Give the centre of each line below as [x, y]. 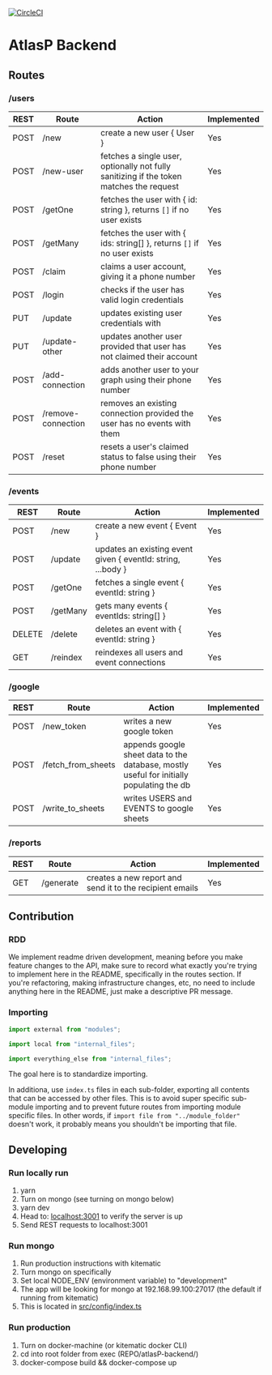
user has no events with [146, 423]
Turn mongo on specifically [66, 1272]
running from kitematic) [59, 1298]
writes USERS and [158, 798]
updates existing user [142, 313]
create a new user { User [148, 132]
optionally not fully [136, 166]
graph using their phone [146, 379]
